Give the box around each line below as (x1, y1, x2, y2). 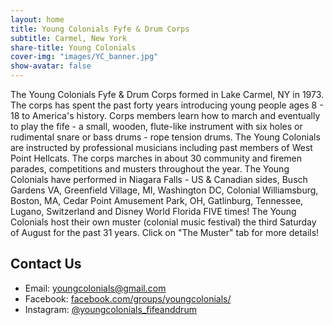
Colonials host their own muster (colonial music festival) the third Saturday (10, 216, 317, 228)
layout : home (10, 14, 65, 25)
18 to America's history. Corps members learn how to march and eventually (10, 110, 321, 121)
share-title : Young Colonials (10, 42, 137, 53)
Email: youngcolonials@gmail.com (24, 282, 167, 294)
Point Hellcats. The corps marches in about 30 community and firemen (10, 152, 302, 164)
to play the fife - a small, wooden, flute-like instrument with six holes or (10, 121, 303, 132)
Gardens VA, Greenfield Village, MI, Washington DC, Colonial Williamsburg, (10, 184, 319, 196)
